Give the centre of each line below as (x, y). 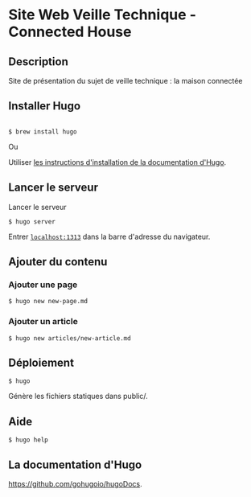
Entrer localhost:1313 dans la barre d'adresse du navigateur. (109, 236)
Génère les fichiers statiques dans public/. (78, 396)
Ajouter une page (43, 285)
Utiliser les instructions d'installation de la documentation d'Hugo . (117, 162)
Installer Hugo (45, 106)
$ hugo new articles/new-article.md (70, 338)
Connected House (70, 32)
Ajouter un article (43, 322)
